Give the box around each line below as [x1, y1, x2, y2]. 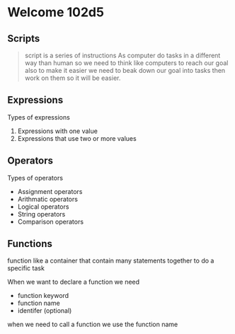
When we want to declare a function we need [7, 277, 140, 287]
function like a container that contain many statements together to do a [7, 256, 214, 265]
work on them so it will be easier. [24, 74, 121, 82]
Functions [7, 238, 53, 250]
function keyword [17, 292, 69, 300]
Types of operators [7, 173, 64, 182]
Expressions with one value [17, 127, 98, 135]
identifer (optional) [17, 306, 72, 315]
